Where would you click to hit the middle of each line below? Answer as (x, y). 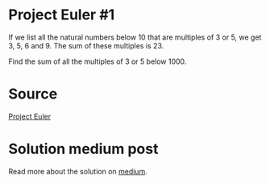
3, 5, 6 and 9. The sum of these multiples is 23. (86, 45)
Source (33, 94)
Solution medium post (83, 149)
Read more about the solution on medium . (78, 171)
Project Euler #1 (62, 15)
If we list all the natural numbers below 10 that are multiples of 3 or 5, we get (135, 37)
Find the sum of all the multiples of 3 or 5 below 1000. (98, 61)
